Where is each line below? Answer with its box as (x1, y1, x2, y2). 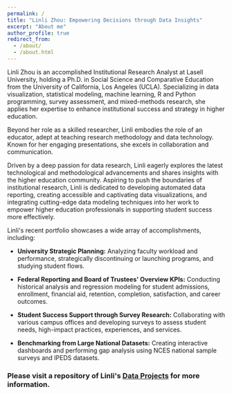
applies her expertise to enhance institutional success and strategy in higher (7, 105, 225, 113)
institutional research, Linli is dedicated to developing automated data (7, 183, 206, 191)
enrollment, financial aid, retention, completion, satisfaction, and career (17, 289, 221, 298)
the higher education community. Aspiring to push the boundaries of (7, 175, 202, 184)
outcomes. (17, 297, 48, 305)
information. (7, 379, 51, 389)
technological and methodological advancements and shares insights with (7, 168, 219, 177)
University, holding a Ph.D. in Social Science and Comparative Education (7, 75, 214, 83)
